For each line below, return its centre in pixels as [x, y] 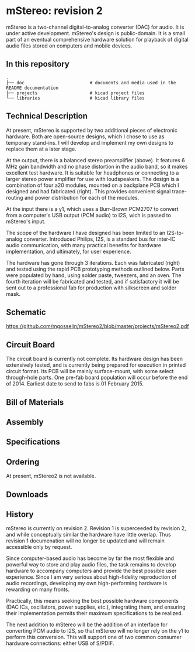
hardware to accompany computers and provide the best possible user [91, 571]
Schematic [26, 312]
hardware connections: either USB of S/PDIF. [60, 643]
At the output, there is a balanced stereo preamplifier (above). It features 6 [95, 160]
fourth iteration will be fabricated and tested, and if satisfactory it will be [93, 281]
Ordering [23, 462]
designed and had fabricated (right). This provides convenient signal [88, 191]
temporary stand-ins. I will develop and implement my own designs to [90, 142]
